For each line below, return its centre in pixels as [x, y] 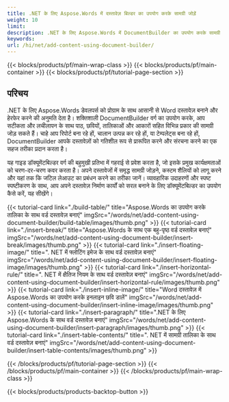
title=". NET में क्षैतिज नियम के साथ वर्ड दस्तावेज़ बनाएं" [86, 274]
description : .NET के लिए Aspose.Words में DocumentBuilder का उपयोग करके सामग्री [114, 33]
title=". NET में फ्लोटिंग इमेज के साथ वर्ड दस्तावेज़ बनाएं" [94, 252]
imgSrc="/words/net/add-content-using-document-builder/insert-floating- [112, 260]
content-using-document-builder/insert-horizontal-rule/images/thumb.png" [113, 282]
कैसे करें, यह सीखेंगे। [30, 193]
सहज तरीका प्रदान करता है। [38, 149]
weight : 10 [23, 20]
